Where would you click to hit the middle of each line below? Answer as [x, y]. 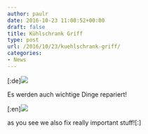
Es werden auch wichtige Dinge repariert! [67, 94]
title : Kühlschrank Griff [45, 33]
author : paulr [28, 14]
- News [17, 60]
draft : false [26, 27]
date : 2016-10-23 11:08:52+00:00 [56, 20]
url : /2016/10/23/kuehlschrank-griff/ [64, 47]
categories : [25, 54]
